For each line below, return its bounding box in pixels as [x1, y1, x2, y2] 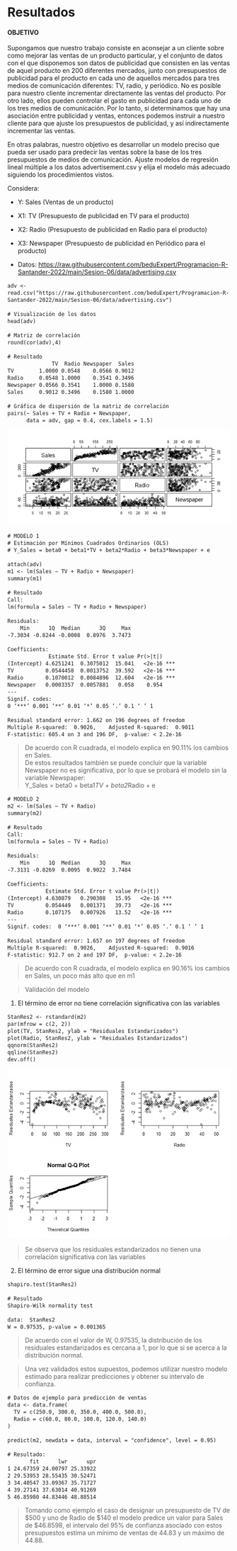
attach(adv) [7, 560, 42, 568]
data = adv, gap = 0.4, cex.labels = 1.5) [25, 417, 154, 424]
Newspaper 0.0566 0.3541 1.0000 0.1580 [7, 382, 134, 389]
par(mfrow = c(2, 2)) [7, 1020, 71, 1027]
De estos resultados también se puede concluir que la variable [24, 758, 207, 767]
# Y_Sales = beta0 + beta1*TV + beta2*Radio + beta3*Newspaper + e [7, 546, 211, 553]
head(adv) [7, 318, 37, 325]
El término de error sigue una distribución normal [17, 1266, 161, 1275]
